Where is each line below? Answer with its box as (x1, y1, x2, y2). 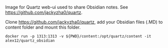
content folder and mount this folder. (5, 24, 81, 30)
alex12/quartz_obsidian (5, 38, 55, 43)
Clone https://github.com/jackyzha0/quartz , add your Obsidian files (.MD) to (5, 19, 163, 25)
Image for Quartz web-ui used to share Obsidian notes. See (5, 4, 128, 10)
